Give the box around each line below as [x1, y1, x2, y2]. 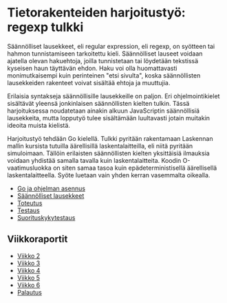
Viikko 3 [17, 259, 41, 267]
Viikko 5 [17, 273, 40, 282]
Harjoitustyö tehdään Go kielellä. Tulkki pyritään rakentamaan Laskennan [7, 134, 213, 142]
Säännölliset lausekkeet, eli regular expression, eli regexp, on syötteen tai [7, 42, 215, 50]
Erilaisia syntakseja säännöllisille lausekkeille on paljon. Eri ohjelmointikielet [7, 91, 220, 100]
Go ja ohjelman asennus [17, 184, 86, 192]
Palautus [17, 288, 43, 296]
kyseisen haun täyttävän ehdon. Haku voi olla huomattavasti [7, 64, 177, 72]
